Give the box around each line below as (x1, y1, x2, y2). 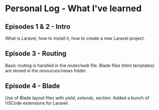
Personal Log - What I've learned (5, 3, 142, 14)
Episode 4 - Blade (5, 82, 60, 90)
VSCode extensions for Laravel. (5, 100, 69, 106)
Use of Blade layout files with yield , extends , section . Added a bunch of (5, 95, 150, 101)
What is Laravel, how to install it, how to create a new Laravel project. (5, 35, 145, 41)
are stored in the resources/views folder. (5, 67, 87, 73)
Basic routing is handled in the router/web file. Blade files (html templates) (5, 62, 155, 68)
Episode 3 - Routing (5, 49, 67, 58)
